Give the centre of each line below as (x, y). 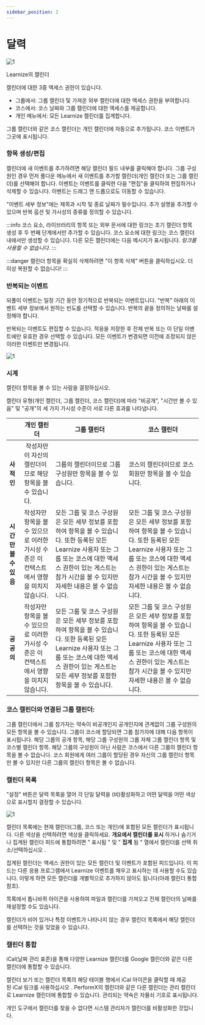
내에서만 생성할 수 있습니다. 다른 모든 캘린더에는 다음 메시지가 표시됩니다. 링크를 (102, 240)
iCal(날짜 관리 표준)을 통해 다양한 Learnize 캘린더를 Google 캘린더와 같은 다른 (99, 959)
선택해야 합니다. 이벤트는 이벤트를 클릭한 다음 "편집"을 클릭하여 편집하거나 (107, 183)
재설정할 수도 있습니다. (33, 907)
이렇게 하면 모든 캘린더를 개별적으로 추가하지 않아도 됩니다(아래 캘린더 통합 (108, 878)
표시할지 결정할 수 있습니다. (50, 802)
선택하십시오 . (30, 850)
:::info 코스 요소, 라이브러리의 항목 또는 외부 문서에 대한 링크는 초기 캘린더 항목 (99, 225)
